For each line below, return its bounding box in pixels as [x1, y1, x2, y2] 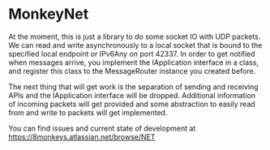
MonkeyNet [8, 5, 89, 24]
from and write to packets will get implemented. [8, 107, 168, 118]
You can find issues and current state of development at [8, 123, 196, 133]
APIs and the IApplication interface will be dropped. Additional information [8, 90, 256, 100]
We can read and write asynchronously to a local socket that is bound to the [8, 40, 263, 49]
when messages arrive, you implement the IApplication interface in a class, [8, 58, 259, 67]
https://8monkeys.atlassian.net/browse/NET [8, 131, 156, 142]
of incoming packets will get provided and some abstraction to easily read [8, 99, 255, 109]
